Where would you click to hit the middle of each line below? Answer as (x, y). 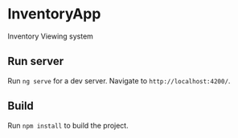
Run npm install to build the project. (68, 125)
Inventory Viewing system (51, 36)
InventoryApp (54, 14)
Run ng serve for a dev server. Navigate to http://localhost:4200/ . (119, 80)
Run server (36, 61)
